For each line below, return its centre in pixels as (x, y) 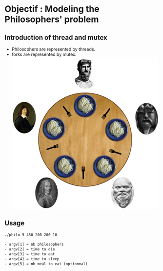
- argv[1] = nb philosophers (34, 244)
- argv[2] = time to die (30, 249)
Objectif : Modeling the (52, 9)
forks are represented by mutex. (44, 54)
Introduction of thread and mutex (56, 37)
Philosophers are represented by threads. (53, 49)
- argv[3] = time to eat (30, 254)
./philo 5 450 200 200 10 (31, 235)
